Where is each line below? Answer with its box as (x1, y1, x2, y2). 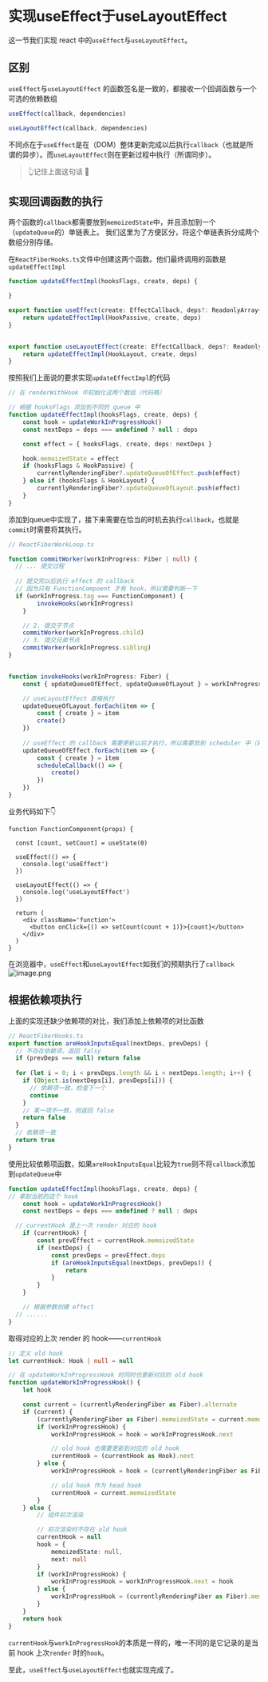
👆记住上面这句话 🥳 (27, 166, 90, 176)
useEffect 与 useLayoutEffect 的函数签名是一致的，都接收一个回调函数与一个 (8, 83, 257, 93)
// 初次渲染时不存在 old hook (37, 1525, 128, 1534)
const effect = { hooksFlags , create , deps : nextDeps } (22, 440, 213, 448)
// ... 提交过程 (15, 562, 65, 570)
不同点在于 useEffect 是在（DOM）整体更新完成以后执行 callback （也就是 (8, 139, 247, 149)
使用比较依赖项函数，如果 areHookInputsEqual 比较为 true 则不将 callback (8, 1159, 242, 1169)
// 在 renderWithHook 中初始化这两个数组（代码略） (8, 389, 166, 397)
